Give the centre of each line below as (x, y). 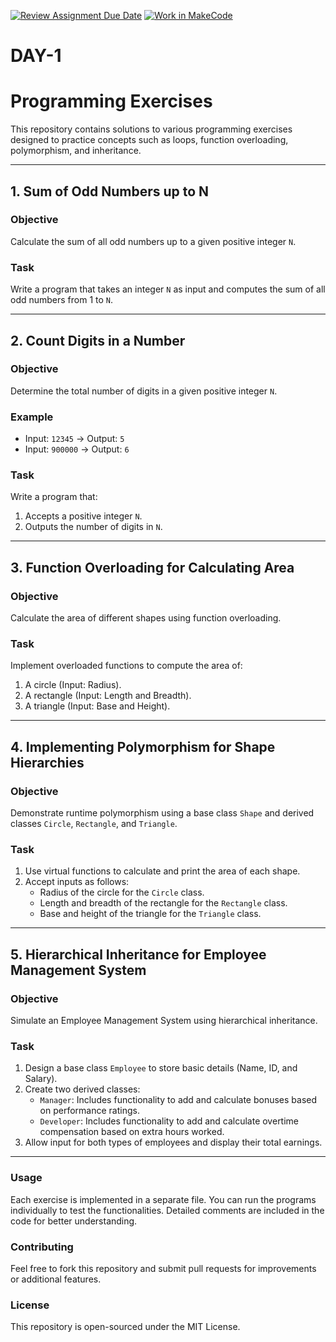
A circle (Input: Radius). (73, 685)
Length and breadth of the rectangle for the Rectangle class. (163, 903)
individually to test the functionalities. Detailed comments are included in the (167, 1210)
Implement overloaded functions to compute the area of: (126, 666)
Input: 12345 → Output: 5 (74, 439)
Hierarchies (47, 762)
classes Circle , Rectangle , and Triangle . (94, 824)
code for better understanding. (74, 1221)
